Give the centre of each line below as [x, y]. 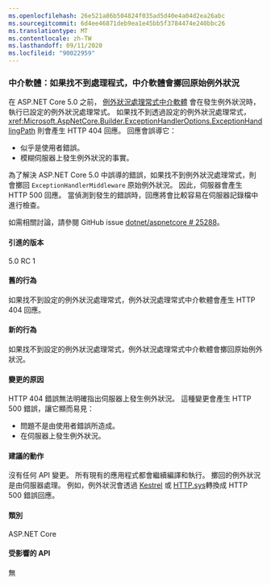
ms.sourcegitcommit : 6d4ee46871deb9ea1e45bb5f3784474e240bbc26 [117, 23]
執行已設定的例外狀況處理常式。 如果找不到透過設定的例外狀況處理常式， [129, 112]
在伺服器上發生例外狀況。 [63, 436]
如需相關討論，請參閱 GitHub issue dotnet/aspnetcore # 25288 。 [116, 222]
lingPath [22, 131]
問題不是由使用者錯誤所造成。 [69, 426]
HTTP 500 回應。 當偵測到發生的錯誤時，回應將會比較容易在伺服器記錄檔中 [133, 195]
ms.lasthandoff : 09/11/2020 [56, 46]
